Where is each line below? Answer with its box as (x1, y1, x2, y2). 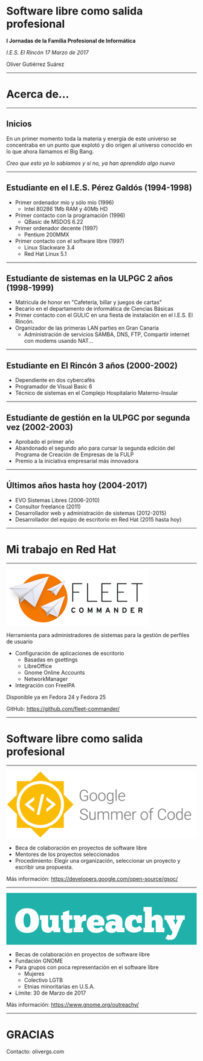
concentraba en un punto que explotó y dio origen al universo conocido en (6, 141, 192, 149)
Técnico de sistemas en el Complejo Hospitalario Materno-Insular (14, 389, 178, 397)
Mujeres (24, 970, 45, 978)
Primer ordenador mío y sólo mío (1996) (14, 198, 114, 206)
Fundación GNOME (14, 957, 63, 965)
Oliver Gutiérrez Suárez (6, 60, 65, 68)
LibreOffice (24, 662, 53, 669)
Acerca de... (6, 88, 69, 101)
